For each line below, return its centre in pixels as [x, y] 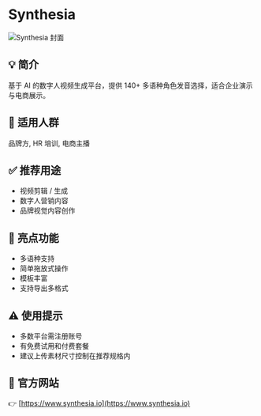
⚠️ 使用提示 [35, 315]
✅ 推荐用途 [35, 170]
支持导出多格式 [44, 288]
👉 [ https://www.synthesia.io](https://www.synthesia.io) [99, 403]
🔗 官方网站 [34, 383]
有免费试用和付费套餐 [54, 346]
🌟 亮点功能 [34, 238]
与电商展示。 [29, 95]
